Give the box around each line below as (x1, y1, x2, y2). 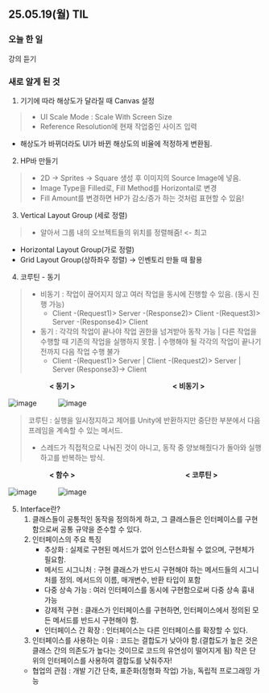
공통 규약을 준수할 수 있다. (60, 524, 143, 534)
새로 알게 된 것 (8, 76, 60, 87)
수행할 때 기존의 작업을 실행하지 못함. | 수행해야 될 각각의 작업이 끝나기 (39, 336, 262, 346)
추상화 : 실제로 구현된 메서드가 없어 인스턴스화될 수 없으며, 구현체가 (43, 544, 255, 554)
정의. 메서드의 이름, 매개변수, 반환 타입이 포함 (59, 574, 201, 584)
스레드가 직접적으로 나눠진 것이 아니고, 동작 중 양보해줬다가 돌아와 (39, 443, 247, 452)
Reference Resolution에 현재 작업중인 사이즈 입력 (39, 121, 197, 131)
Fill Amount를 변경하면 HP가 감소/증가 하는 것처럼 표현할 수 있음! (39, 193, 244, 203)
